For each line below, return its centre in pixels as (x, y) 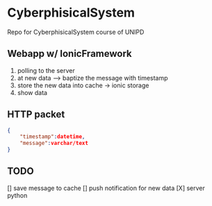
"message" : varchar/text (54, 144)
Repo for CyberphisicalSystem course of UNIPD (76, 32)
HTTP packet (36, 115)
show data (32, 92)
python (17, 195)
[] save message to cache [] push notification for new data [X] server (106, 188)
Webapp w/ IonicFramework (70, 54)
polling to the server (46, 70)
